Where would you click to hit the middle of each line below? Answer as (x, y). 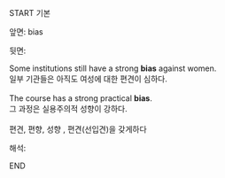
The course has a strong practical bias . (81, 98)
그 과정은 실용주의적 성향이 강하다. (68, 108)
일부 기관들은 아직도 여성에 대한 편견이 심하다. (89, 79)
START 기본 (30, 13)
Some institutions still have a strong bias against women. (113, 68)
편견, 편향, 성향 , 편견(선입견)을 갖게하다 (78, 129)
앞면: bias (26, 32)
